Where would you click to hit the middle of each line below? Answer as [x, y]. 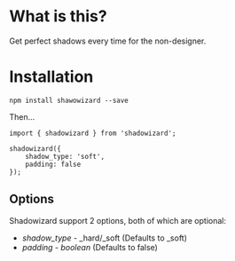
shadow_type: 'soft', [65, 156]
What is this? [59, 16]
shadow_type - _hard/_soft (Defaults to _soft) [105, 238]
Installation [51, 77]
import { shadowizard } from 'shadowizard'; [93, 133]
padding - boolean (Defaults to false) [90, 247]
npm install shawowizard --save [69, 100]
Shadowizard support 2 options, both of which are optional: [117, 220]
